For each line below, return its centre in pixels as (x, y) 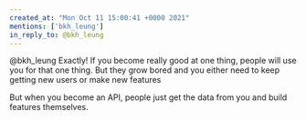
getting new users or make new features (85, 80)
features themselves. (49, 107)
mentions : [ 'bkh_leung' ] (57, 26)
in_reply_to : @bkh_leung (57, 35)
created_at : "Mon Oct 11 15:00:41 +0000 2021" (100, 18)
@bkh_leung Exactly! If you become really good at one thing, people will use (153, 61)
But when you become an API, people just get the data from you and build (148, 97)
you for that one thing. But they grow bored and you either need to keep (145, 70)
